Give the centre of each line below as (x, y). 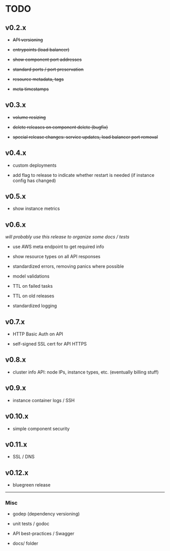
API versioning (28, 40)
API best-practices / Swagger (44, 534)
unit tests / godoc (31, 524)
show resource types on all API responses (56, 257)
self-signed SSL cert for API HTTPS (50, 344)
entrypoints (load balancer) (41, 50)
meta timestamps (31, 89)
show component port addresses (47, 59)
